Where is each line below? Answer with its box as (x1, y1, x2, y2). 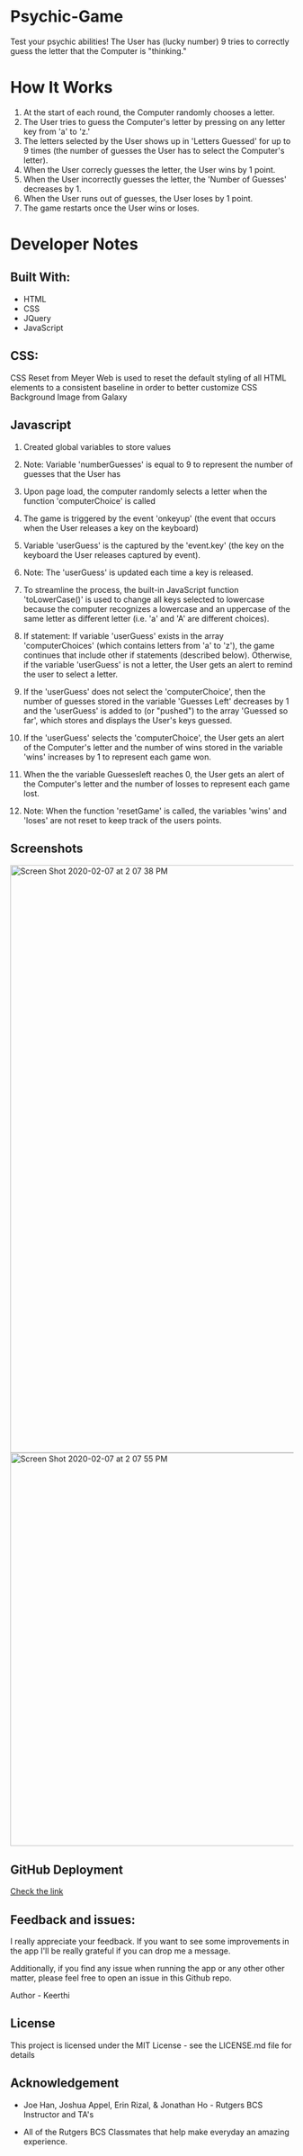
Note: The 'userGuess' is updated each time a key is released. (22, 567, 254, 578)
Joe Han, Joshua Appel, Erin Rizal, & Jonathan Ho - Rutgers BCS (22, 2099, 263, 2110)
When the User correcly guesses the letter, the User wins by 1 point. (22, 164, 276, 175)
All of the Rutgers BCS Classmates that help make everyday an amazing (22, 2126, 290, 2137)
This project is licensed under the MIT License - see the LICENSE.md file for (10, 2040, 292, 2051)
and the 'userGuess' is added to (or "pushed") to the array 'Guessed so (22, 705, 289, 716)
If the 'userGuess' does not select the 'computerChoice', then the (22, 686, 266, 696)
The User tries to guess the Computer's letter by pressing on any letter (22, 116, 286, 127)
